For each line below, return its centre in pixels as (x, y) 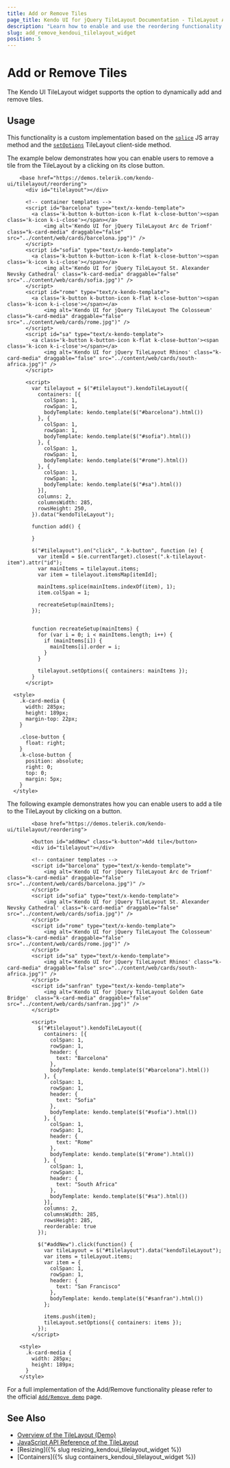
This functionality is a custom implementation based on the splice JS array (113, 137)
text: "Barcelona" (82, 1058)
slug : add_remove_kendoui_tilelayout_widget (72, 33)
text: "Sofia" (76, 1100)
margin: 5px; (44, 779)
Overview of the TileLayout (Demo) (66, 1435)
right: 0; (39, 767)
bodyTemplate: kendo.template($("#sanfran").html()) (127, 1298)
